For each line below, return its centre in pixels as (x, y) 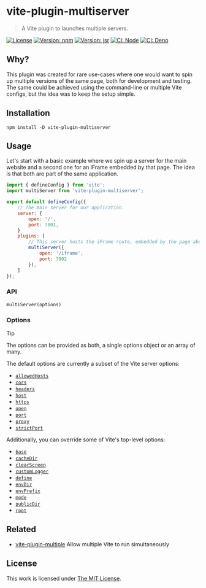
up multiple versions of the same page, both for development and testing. (99, 80)
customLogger (32, 471)
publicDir (28, 504)
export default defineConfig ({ (46, 202)
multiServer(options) (34, 304)
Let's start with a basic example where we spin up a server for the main (97, 161)
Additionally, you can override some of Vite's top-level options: (86, 439)
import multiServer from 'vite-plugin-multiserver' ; (75, 191)
